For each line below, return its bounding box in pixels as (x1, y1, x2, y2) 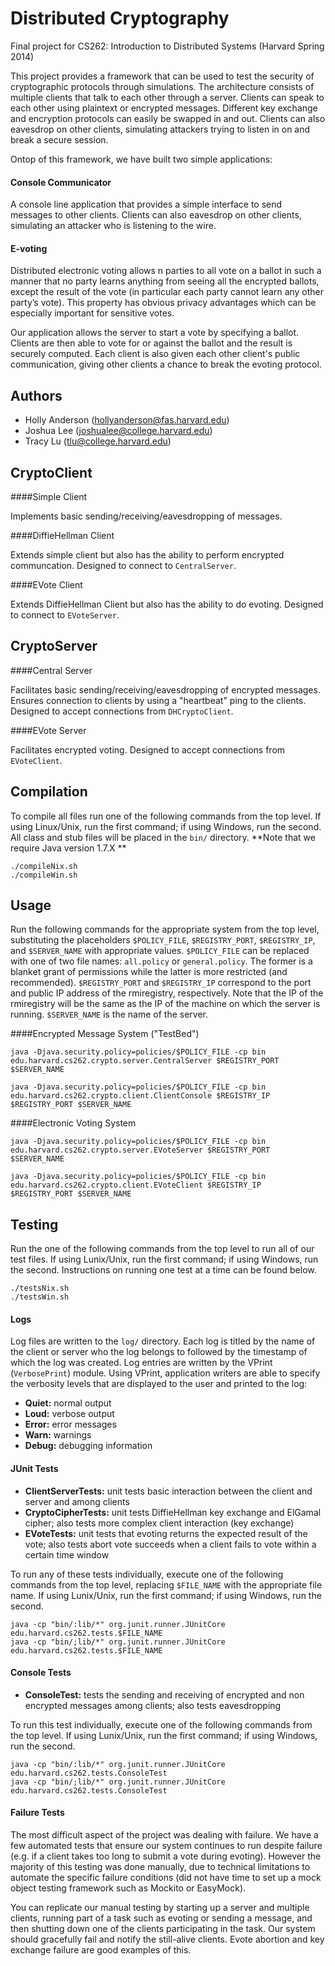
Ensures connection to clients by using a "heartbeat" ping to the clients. (10, 694, 307, 706)
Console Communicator (10, 176, 112, 188)
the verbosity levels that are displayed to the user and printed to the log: (10, 1378, 308, 1390)
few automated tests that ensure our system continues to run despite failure (10, 1840, 323, 1852)
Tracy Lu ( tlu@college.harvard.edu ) (24, 435, 172, 447)
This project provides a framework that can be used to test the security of (10, 70, 315, 82)
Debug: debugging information (24, 1440, 153, 1452)
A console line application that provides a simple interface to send (10, 198, 283, 211)
